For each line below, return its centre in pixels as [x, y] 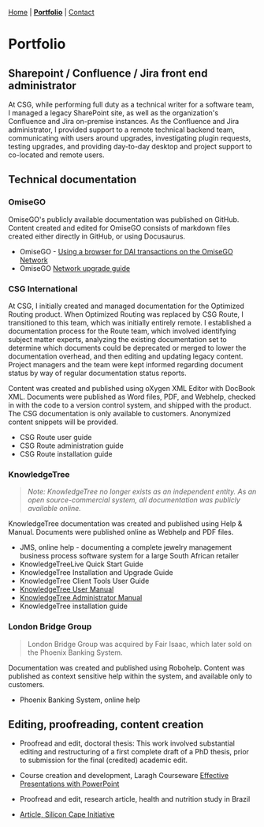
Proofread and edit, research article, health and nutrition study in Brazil [135, 799]
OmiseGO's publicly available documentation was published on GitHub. [124, 219]
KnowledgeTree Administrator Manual [81, 598]
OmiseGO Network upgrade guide [75, 268]
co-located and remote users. [56, 155]
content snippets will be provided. [63, 422]
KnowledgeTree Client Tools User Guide [84, 581]
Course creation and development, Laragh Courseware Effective [124, 776]
